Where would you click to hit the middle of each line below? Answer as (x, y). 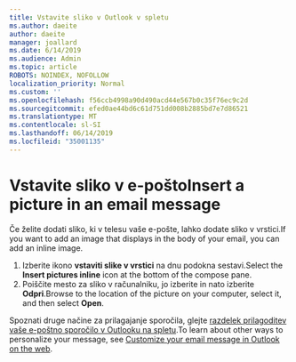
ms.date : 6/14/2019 (45, 51)
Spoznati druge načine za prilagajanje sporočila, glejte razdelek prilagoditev (148, 320)
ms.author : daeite (43, 26)
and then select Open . (63, 302)
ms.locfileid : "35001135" (57, 141)
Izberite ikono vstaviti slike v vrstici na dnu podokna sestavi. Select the (152, 265)
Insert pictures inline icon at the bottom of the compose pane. (137, 274)
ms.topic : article (43, 68)
